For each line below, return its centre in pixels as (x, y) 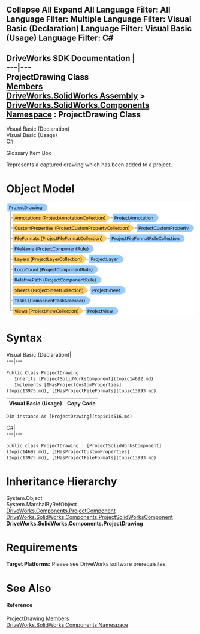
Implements (28, 385)
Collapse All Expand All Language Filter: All (88, 10)
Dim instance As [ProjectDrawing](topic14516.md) (69, 416)
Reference (19, 605)
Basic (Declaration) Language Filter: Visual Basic (99, 28)
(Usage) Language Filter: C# (60, 38)
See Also (29, 588)
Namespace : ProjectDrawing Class (74, 114)
